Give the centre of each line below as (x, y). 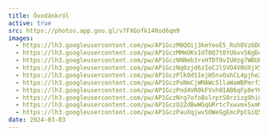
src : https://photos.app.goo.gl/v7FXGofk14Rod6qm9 (94, 30)
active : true (30, 23)
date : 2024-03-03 (37, 120)
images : (21, 38)
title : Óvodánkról (39, 16)
